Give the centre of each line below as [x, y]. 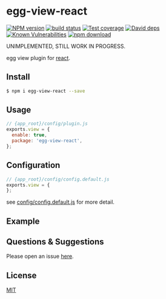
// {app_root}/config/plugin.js [47, 124]
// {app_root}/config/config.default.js [58, 179]
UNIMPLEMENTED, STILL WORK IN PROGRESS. [66, 46]
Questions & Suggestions [55, 242]
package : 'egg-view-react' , [47, 141]
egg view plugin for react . [38, 58]
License [22, 275]
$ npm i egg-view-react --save [46, 91]
